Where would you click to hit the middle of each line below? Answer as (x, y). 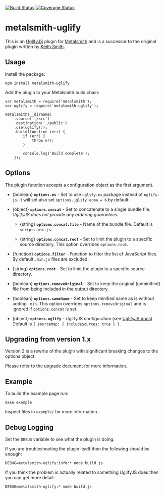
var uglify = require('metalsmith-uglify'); (52, 106)
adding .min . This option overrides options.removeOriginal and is (79, 303)
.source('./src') (32, 119)
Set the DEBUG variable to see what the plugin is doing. (60, 439)
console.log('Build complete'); (56, 153)
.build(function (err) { (40, 132)
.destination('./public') (41, 123)
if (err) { (34, 136)
